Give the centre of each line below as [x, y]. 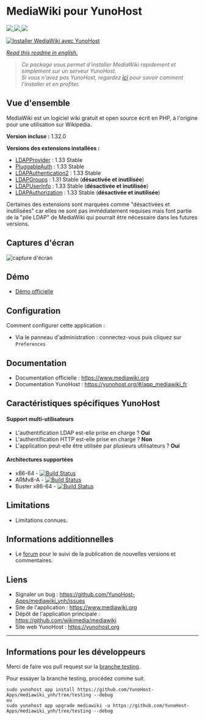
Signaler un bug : [37, 595]
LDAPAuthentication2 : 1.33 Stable [58, 173]
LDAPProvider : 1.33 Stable [49, 160]
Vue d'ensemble [38, 103]
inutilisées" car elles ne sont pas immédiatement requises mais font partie [99, 211]
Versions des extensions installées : [53, 148]
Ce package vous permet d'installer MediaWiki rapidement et [99, 64]
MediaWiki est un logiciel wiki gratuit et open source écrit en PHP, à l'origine [102, 118]
